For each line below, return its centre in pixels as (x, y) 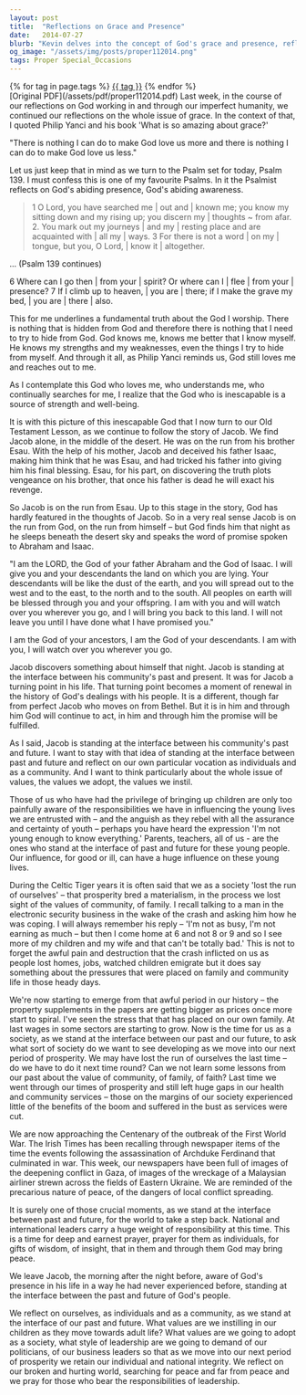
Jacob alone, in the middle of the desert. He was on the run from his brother (153, 441)
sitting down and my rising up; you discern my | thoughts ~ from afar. (162, 217)
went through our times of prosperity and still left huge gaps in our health (147, 1087)
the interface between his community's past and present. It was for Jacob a (152, 677)
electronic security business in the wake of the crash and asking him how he (153, 914)
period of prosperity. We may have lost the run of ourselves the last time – (148, 1058)
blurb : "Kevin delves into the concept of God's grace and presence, (144, 43)
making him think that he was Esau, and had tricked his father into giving (146, 461)
